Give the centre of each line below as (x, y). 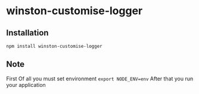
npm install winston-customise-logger (54, 46)
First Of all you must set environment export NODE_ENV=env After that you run (100, 79)
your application (26, 85)
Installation (27, 33)
